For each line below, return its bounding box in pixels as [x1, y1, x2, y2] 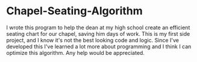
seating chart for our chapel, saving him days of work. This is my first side [6, 30, 190, 37]
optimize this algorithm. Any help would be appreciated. [6, 49, 145, 56]
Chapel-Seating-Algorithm [6, 4, 143, 18]
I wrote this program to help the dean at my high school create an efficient [6, 24, 190, 31]
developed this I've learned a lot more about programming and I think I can [6, 43, 192, 50]
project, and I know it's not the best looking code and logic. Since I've [6, 36, 180, 44]
